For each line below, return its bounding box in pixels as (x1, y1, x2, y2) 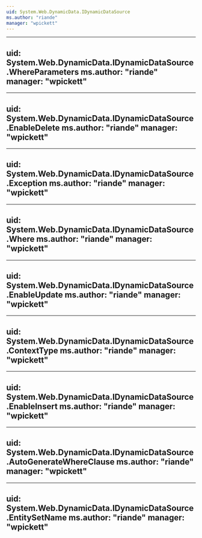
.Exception (6, 179, 47, 189)
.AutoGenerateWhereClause (6, 457, 115, 467)
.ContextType (6, 345, 58, 356)
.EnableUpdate (6, 290, 63, 300)
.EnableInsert (6, 401, 58, 411)
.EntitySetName (6, 513, 67, 523)
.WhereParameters (6, 67, 79, 77)
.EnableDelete (6, 122, 60, 133)
